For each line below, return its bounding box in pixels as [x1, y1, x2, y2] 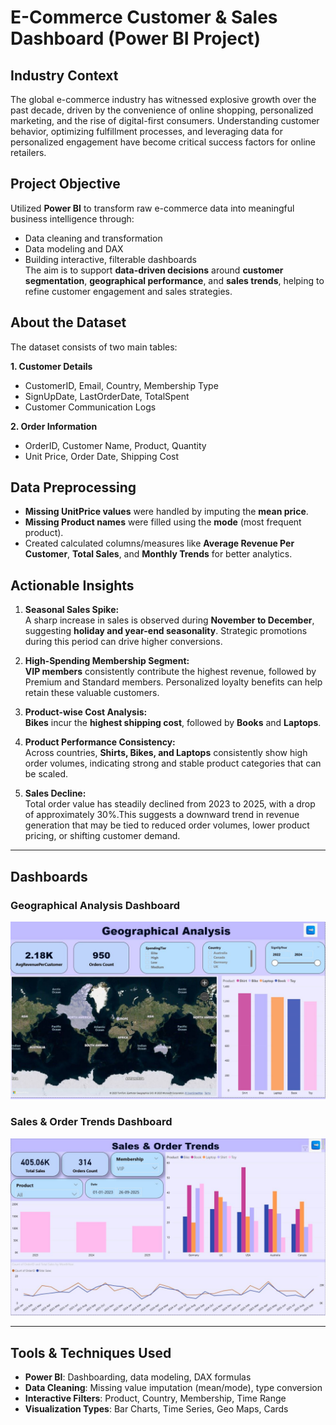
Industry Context [10, 67, 119, 84]
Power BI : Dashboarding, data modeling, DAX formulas [24, 1371, 252, 1383]
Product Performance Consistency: [24, 736, 176, 748]
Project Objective [10, 176, 121, 193]
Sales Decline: [24, 787, 87, 800]
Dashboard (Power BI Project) [10, 27, 261, 50]
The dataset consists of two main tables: [10, 341, 178, 353]
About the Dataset [10, 314, 127, 331]
